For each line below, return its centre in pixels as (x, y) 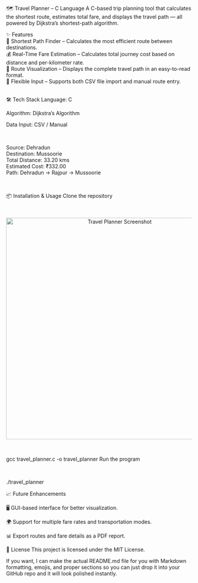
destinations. (22, 47)
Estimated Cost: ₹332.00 (36, 166)
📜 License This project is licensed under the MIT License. (76, 549)
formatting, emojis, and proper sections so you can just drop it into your (93, 567)
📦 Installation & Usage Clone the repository (60, 196)
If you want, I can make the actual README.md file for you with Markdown (96, 561)
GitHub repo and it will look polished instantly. (62, 574)
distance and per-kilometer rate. (45, 63)
